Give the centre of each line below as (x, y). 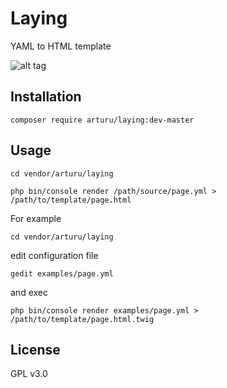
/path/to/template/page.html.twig (82, 319)
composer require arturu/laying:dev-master (102, 120)
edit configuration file (54, 255)
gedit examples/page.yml (62, 273)
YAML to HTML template (61, 46)
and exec (29, 292)
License (35, 349)
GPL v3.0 (29, 374)
